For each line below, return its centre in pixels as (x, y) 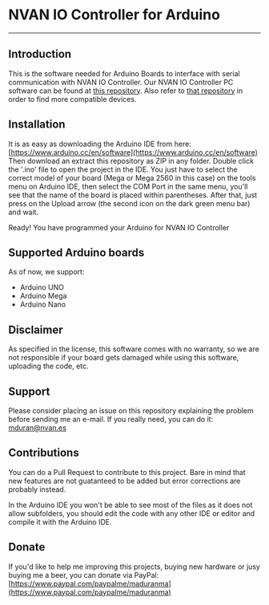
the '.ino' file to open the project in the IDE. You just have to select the (123, 169)
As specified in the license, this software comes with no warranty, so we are (134, 349)
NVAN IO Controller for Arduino (114, 15)
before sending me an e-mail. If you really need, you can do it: (111, 419)
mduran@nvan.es (37, 428)
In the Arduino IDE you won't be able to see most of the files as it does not (130, 505)
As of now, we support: (46, 272)
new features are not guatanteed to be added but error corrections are (124, 481)
